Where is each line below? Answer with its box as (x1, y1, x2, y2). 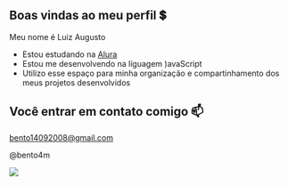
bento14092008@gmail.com (9, 132, 114, 142)
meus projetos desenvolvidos (21, 77, 131, 88)
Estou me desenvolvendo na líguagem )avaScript (21, 58, 202, 69)
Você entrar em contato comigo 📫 (9, 104, 204, 119)
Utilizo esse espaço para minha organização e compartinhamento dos (21, 68, 280, 78)
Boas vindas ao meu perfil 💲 (9, 8, 167, 23)
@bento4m (9, 150, 51, 160)
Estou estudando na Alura (21, 49, 118, 60)
